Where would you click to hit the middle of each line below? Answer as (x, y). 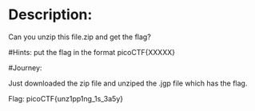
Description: (50, 15)
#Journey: (25, 67)
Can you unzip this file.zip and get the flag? (80, 37)
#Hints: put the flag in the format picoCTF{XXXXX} (92, 52)
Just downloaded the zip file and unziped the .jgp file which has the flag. (128, 83)
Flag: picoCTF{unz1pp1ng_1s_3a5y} (66, 98)
